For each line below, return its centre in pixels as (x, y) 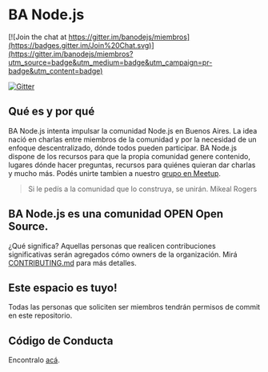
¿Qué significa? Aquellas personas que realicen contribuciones (112, 246)
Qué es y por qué (52, 112)
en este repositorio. (40, 316)
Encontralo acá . (34, 360)
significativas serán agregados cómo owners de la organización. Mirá (123, 254)
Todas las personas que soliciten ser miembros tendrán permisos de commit (134, 307)
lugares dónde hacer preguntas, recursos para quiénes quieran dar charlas (132, 165)
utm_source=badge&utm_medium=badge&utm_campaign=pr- (110, 62)
